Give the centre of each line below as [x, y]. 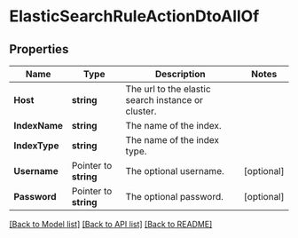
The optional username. [175, 171]
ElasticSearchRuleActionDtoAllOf [134, 16]
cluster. [141, 111]
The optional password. [174, 197]
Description [180, 74]
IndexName [39, 126]
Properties [39, 49]
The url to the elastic [168, 89]
